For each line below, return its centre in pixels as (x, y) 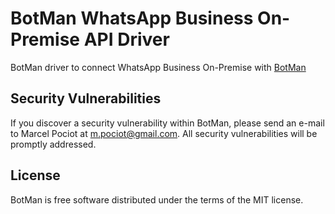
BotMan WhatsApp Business (132, 18)
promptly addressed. (53, 144)
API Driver (126, 39)
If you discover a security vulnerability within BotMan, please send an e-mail (167, 123)
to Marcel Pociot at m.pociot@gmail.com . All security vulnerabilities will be (164, 133)
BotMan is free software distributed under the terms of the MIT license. (157, 199)
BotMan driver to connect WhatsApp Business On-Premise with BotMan (158, 67)
